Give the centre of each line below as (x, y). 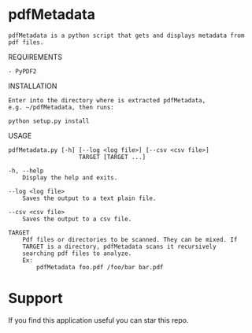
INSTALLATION (33, 86)
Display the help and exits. (70, 178)
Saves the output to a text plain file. (89, 198)
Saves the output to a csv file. (77, 219)
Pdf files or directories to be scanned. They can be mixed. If (130, 239)
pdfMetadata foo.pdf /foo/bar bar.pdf (100, 267)
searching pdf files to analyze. (77, 253)
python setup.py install (49, 121)
